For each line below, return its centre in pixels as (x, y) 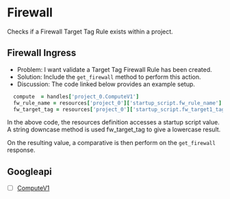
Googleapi (30, 171)
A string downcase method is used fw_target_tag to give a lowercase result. (114, 130)
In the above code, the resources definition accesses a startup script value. (114, 122)
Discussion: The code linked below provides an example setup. (106, 84)
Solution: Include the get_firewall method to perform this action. (109, 77)
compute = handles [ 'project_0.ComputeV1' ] (76, 96)
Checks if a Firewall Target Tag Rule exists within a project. (90, 31)
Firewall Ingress (42, 53)
